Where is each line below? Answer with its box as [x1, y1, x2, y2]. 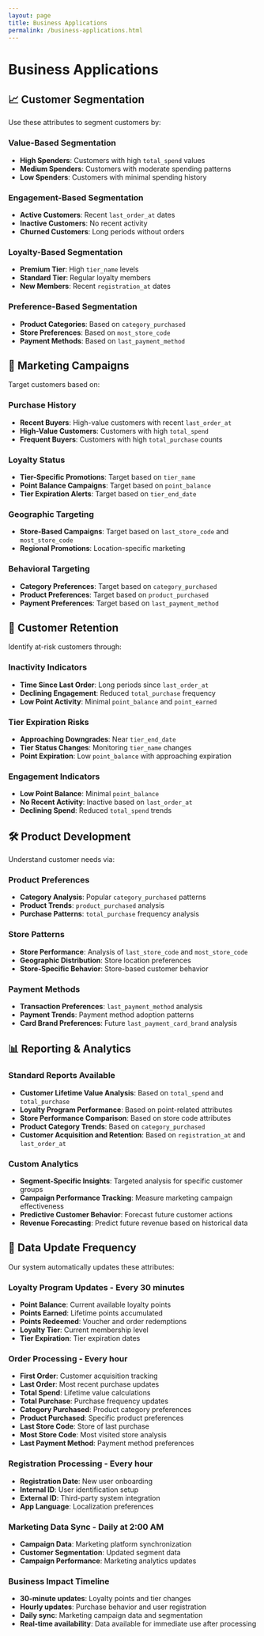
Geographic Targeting [8, 508, 95, 519]
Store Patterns [8, 929, 65, 940]
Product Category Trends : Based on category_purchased [19, 1122, 206, 1131]
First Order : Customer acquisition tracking [19, 1371, 158, 1381]
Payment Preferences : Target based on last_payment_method [19, 598, 219, 608]
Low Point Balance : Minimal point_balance [19, 789, 160, 799]
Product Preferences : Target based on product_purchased [19, 590, 209, 599]
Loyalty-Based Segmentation [8, 246, 123, 257]
